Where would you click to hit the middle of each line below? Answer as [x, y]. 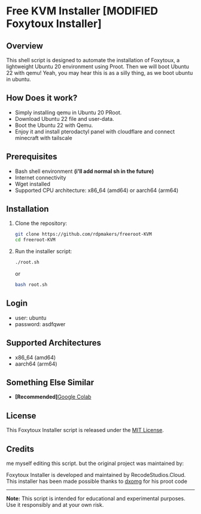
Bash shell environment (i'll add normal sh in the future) [84, 171]
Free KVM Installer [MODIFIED [82, 11]
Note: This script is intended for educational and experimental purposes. [96, 498]
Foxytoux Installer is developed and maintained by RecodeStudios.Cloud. [96, 475]
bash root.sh [31, 285]
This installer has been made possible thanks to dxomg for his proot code [97, 481]
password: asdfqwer [40, 324]
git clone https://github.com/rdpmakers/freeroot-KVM [83, 235]
